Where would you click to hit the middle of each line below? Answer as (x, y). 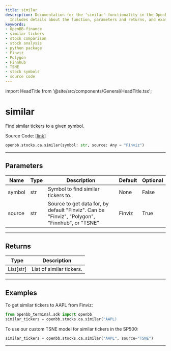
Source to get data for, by (78, 203)
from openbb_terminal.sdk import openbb (49, 315)
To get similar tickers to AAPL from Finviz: (49, 305)
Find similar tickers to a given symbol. (45, 126)
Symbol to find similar (74, 189)
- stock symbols (22, 72)
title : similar (21, 10)
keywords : (16, 24)
